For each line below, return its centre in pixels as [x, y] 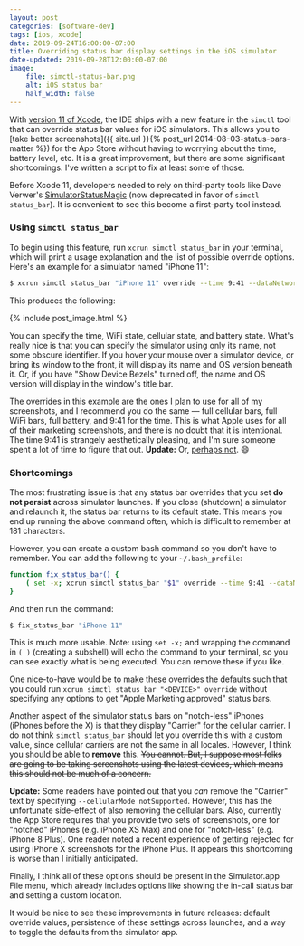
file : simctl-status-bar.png [81, 77]
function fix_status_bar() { [64, 574]
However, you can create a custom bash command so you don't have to [143, 548]
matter [22, 148]
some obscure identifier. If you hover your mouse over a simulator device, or [152, 355]
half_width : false [60, 93]
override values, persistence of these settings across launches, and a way [148, 922]
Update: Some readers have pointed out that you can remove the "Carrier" [149, 791]
